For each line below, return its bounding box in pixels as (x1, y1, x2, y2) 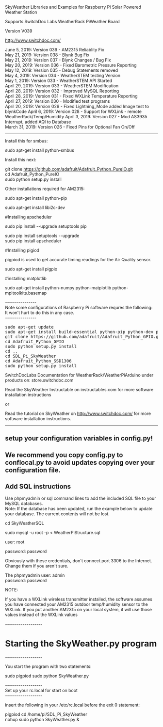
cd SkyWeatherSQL (5, 520, 45, 526)
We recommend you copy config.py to (5, 451, 123, 459)
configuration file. (5, 466, 61, 474)
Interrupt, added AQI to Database (5, 119, 71, 125)
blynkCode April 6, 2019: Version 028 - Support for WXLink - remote (5, 109, 142, 114)
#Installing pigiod (5, 247, 40, 253)
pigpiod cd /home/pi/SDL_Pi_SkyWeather (5, 711, 87, 717)
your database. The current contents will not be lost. (5, 511, 110, 517)
